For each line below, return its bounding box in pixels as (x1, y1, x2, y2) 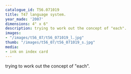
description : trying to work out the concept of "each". (5, 26, 127, 31)
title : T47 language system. (5, 12, 66, 17)
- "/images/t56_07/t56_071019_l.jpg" (5, 35, 84, 40)
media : (5, 44, 19, 49)
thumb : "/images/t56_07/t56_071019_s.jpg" (5, 40, 95, 45)
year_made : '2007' (5, 16, 44, 21)
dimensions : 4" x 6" (5, 21, 49, 26)
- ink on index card (5, 49, 49, 54)
